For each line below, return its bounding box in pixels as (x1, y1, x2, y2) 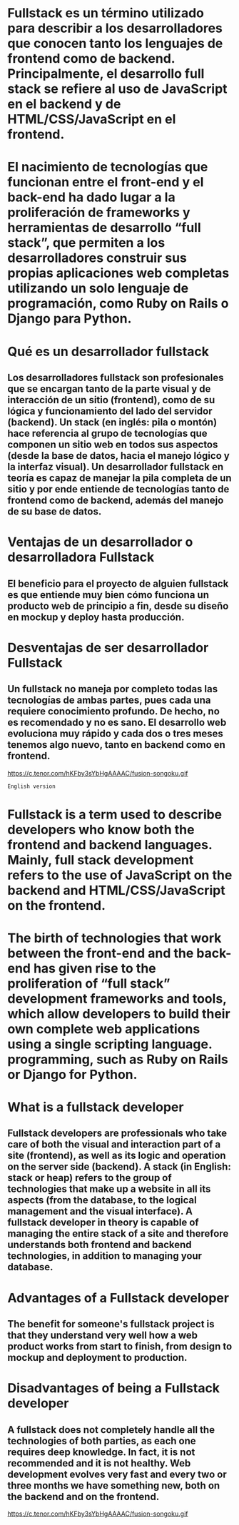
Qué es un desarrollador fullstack (7, 343, 209, 360)
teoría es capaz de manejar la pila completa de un (7, 472, 232, 484)
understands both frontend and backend (7, 1239, 192, 1251)
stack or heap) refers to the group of (7, 1172, 173, 1184)
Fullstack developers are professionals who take (7, 1128, 228, 1140)
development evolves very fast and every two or (7, 1468, 227, 1480)
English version (7, 783, 56, 790)
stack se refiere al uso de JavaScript (7, 81, 228, 97)
